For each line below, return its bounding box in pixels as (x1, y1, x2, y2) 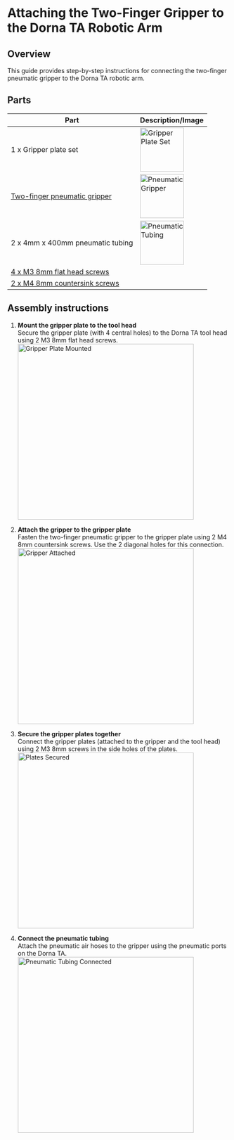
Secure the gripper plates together (17, 729, 122, 738)
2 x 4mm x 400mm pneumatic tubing (11, 238, 134, 248)
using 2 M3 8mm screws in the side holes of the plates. (17, 744, 178, 753)
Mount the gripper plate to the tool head (17, 321, 137, 329)
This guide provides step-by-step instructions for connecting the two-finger (7, 67, 227, 75)
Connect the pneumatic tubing (17, 934, 109, 942)
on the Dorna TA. (17, 949, 67, 957)
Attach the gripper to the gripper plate (17, 525, 131, 534)
